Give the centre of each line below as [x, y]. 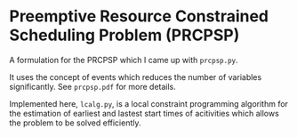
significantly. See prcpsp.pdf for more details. [92, 86]
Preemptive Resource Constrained [139, 16]
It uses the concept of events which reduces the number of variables [136, 77]
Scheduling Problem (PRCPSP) [124, 35]
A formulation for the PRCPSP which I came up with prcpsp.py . [124, 60]
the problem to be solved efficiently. [75, 123]
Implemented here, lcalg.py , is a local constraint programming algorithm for [149, 103]
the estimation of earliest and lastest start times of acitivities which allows [144, 113]
